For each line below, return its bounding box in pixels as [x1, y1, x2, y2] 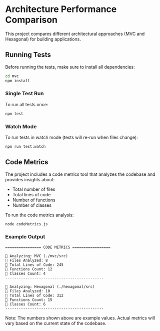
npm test [5, 111, 23, 116]
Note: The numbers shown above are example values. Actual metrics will [5, 314, 155, 321]
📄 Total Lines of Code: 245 [5, 262, 64, 267]
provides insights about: [5, 176, 55, 182]
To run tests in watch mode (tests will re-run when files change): [5, 134, 138, 140]
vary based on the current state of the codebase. [5, 320, 106, 326]
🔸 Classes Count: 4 [5, 271, 46, 276]
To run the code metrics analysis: [5, 212, 74, 218]
